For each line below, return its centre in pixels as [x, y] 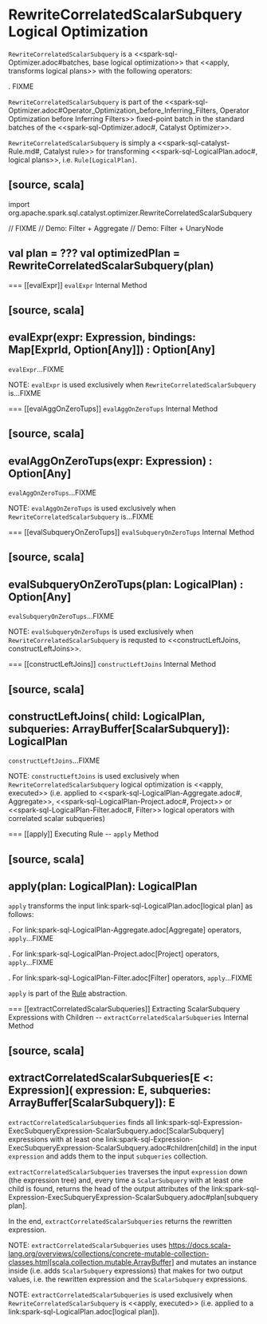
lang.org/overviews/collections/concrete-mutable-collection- [109, 1254]
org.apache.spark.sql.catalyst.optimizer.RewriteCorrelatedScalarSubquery [130, 213]
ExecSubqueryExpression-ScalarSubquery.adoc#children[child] [113, 1147]
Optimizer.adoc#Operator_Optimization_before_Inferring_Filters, [113, 110]
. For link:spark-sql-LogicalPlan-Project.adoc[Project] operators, [114, 954]
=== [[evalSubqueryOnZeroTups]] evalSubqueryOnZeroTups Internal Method [132, 532]
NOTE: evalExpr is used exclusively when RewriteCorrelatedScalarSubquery [132, 385]
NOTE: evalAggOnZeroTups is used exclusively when [92, 508]
